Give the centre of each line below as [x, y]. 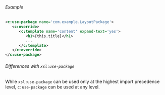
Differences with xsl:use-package [40, 66]
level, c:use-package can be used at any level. [52, 87]
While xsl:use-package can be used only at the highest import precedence [82, 82]
